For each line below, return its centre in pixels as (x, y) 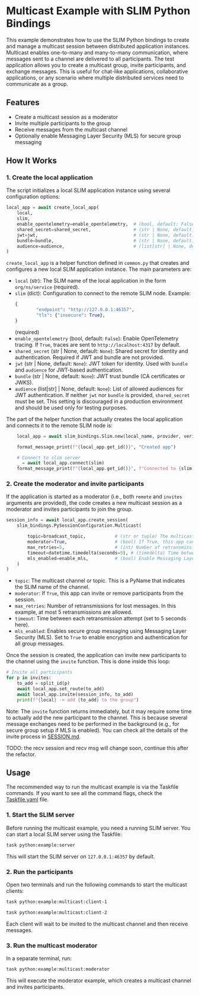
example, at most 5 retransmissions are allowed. (73, 612)
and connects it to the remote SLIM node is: (59, 425)
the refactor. (21, 754)
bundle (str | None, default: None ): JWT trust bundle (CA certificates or (100, 376)
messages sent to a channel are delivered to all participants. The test (90, 59)
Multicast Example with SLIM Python (98, 11)
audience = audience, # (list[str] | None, (102, 246)
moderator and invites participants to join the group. (70, 509)
